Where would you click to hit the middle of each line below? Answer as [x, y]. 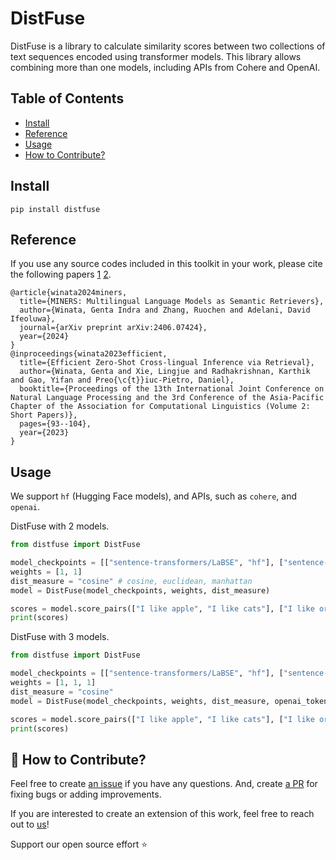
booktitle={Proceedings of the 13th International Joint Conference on [172, 389]
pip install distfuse [55, 209]
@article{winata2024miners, [69, 293]
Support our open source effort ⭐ [79, 844]
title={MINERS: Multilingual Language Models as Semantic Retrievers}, [172, 302]
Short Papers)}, [44, 415]
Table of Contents [67, 98]
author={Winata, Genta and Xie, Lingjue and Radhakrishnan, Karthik [165, 372]
